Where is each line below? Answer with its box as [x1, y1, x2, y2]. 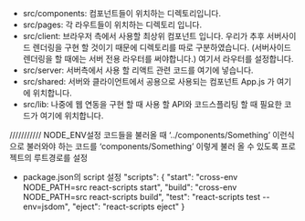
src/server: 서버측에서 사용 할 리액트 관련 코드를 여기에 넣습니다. [22, 65, 254, 75]
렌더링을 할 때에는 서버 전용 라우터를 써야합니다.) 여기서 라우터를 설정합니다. [22, 54, 294, 64]
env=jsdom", [22, 201, 71, 212]
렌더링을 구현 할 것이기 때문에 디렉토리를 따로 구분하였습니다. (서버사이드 [32, 42, 292, 53]
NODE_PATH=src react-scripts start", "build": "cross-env [22, 182, 237, 193]
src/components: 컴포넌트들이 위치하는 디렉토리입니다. [22, 8, 222, 18]
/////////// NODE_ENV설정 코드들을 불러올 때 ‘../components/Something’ [9, 130, 271, 140]
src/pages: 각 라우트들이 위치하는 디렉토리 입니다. [22, 19, 203, 30]
